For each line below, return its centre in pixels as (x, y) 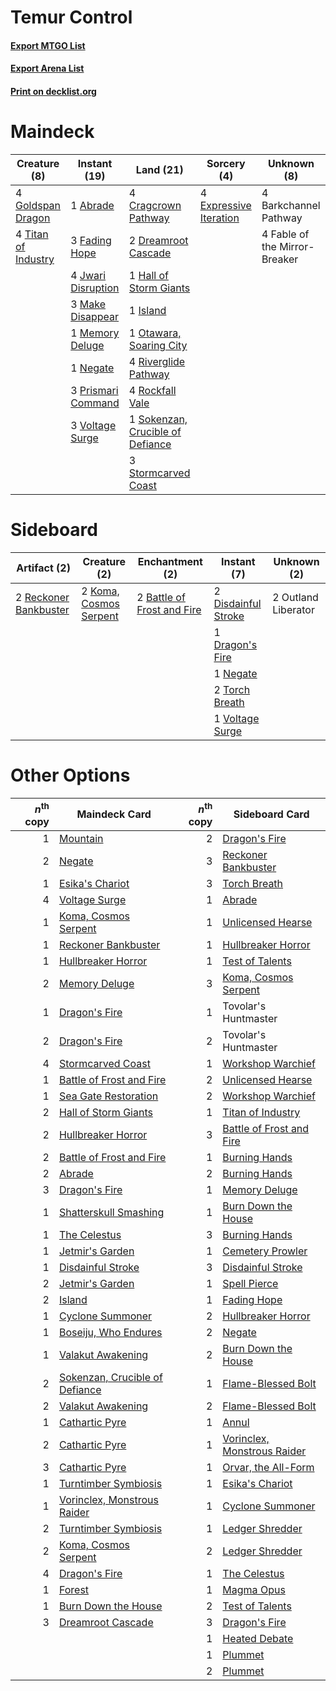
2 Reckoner (42, 597)
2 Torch (232, 689)
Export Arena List (47, 68)
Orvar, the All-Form (268, 1468)
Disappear (95, 316)
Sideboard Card (271, 814)
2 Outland (295, 597)
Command (95, 403)
